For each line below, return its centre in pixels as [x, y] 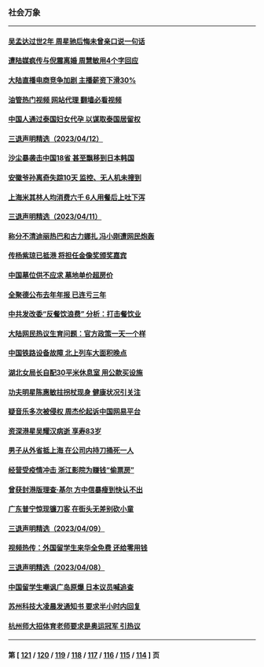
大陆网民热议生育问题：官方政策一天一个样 [77, 333]
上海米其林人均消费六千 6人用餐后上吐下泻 [77, 197]
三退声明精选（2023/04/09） [57, 528]
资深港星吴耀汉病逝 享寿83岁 [55, 431]
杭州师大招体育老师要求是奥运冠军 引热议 [75, 626]
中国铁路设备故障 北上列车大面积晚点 [68, 353]
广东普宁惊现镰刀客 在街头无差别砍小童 [71, 509]
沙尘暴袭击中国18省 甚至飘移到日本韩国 [71, 158]
